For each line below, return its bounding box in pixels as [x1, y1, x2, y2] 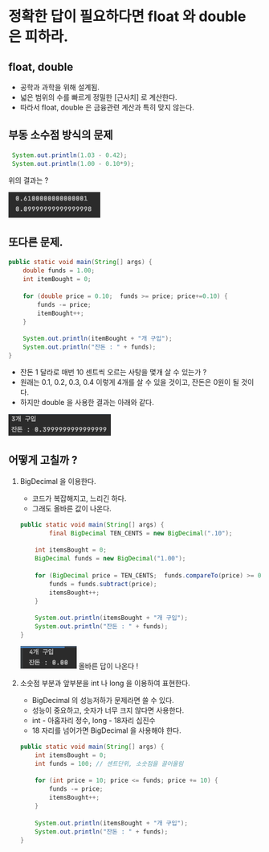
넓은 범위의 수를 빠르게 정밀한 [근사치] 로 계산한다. [19, 93, 178, 101]
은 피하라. [8, 27, 69, 46]
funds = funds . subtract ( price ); [49, 580, 157, 588]
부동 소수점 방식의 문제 [8, 128, 114, 142]
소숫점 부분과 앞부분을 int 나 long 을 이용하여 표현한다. [19, 678, 190, 688]
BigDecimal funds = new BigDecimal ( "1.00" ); [35, 555, 186, 563]
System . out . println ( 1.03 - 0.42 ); [11, 151, 128, 159]
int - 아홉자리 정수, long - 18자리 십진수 [31, 715, 156, 725]
